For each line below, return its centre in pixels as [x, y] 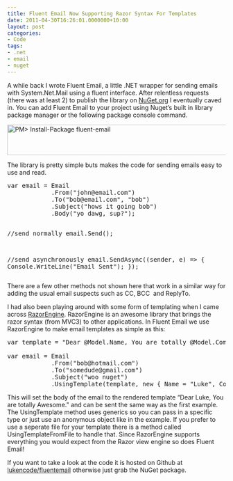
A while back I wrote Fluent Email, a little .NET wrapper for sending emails [113, 85]
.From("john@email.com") [93, 192]
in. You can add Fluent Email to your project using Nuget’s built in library [110, 107]
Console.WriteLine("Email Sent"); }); [73, 266]
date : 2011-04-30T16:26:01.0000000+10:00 [68, 20]
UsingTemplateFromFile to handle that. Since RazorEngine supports [103, 434]
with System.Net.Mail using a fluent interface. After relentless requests [108, 93]
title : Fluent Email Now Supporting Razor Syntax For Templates [102, 14]
